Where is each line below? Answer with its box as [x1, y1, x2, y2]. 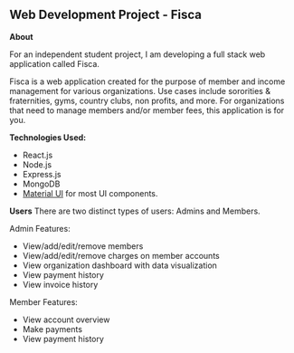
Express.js [22, 168, 62, 179]
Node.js [22, 158, 52, 170]
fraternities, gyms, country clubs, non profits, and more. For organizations [9, 95, 285, 106]
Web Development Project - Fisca [9, 7, 202, 23]
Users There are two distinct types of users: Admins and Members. [9, 205, 261, 216]
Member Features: [9, 296, 79, 307]
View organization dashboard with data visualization [22, 260, 217, 271]
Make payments [22, 323, 83, 334]
